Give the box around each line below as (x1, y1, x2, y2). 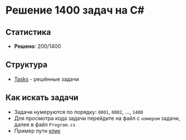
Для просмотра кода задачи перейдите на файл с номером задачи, (14, 115, 181, 122)
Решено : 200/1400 (14, 43, 61, 50)
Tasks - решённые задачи (14, 75, 79, 83)
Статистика (5, 27, 51, 37)
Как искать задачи (5, 93, 79, 103)
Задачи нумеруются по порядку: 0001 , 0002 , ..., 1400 (14, 108, 144, 115)
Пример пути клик (14, 127, 61, 134)
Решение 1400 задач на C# (5, 4, 145, 17)
